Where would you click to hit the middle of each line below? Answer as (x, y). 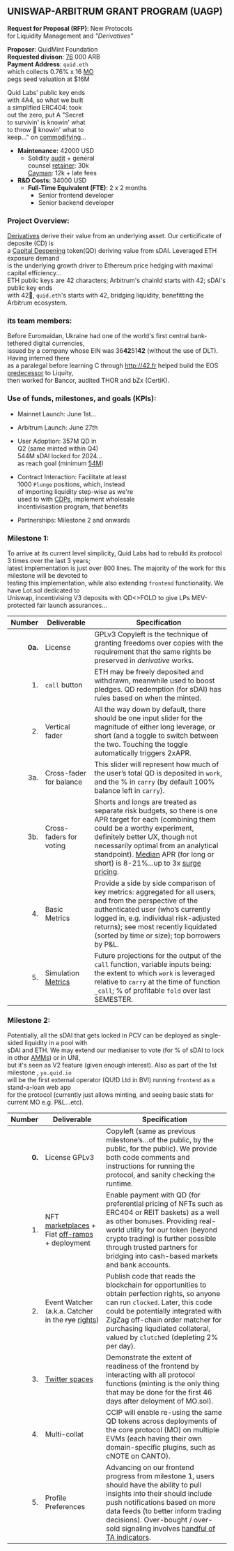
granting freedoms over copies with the (158, 643)
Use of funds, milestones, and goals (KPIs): (82, 399)
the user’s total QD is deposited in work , (158, 773)
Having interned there (39, 358)
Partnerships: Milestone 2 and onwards (73, 520)
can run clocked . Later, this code (159, 1302)
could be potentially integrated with (163, 1311)
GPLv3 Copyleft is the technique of (151, 634)
